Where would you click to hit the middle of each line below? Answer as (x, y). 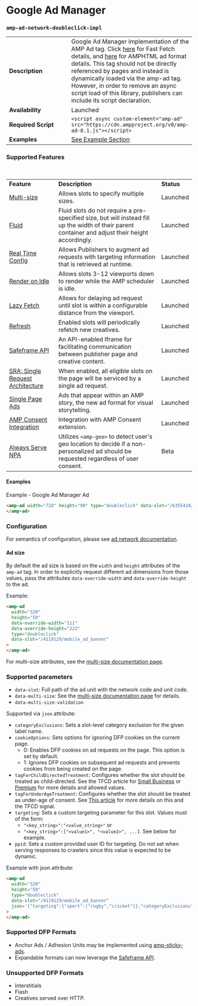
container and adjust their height (103, 232)
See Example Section (100, 140)
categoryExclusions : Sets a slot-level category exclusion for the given (99, 725)
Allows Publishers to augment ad (103, 249)
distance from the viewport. (96, 313)
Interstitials (28, 985)
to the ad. (18, 584)
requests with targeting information (107, 257)
